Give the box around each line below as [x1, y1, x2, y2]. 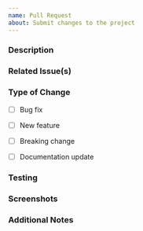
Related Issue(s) [8, 66, 72, 77]
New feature [19, 120, 60, 130]
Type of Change [8, 87, 71, 98]
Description [8, 45, 54, 56]
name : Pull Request [8, 11, 72, 20]
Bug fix [19, 104, 43, 114]
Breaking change [19, 136, 75, 145]
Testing [8, 172, 38, 183]
